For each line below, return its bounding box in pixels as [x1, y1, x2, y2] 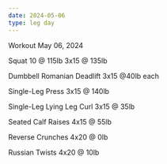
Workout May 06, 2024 [8, 40, 84, 50]
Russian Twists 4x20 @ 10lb [8, 147, 100, 157]
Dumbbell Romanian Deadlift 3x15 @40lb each [8, 71, 160, 80]
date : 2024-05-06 [8, 11, 66, 20]
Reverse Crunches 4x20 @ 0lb [8, 132, 108, 142]
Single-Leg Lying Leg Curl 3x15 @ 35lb [8, 102, 135, 111]
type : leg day [8, 19, 55, 27]
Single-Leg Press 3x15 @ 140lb [8, 86, 109, 95]
